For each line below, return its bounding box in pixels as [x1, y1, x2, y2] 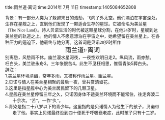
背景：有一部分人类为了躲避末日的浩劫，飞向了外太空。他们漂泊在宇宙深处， [5, 15, 160, 21]
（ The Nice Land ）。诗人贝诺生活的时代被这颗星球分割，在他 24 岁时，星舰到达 [5, 28, 158, 33]
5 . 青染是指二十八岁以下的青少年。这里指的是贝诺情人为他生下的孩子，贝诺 [4, 104, 155, 109]
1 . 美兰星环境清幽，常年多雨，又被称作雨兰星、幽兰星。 [4, 73, 116, 79]
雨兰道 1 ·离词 [65, 46, 100, 54]
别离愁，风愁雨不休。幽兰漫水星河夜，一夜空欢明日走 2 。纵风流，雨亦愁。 [5, 55, 154, 60]
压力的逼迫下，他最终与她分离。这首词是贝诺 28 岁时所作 [9, 40, 121, 45]
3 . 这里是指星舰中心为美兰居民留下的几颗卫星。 [4, 85, 100, 91]
